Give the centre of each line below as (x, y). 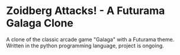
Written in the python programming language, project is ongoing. (85, 46)
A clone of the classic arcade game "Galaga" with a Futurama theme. (90, 39)
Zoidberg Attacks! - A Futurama (86, 11)
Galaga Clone (40, 23)
